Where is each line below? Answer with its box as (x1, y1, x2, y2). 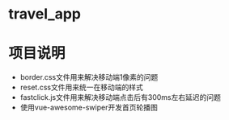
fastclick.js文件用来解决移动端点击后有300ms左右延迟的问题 (19, 93, 221, 102)
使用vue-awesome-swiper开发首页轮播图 (19, 102, 158, 113)
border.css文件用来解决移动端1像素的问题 (19, 72, 159, 82)
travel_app (8, 5, 81, 23)
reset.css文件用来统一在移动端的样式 (19, 82, 143, 93)
